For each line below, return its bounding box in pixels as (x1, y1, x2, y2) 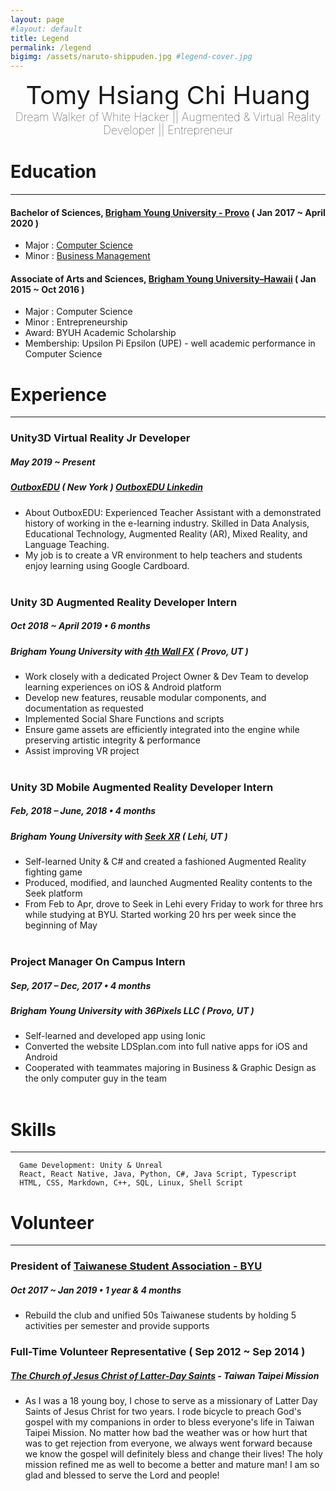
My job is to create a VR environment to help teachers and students (24, 549, 303, 561)
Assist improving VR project (24, 744, 140, 756)
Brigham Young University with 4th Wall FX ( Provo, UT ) (10, 645, 249, 657)
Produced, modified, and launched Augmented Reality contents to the (24, 877, 313, 889)
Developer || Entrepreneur (102, 123, 234, 138)
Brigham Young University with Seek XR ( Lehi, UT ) (10, 830, 228, 842)
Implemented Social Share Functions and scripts (24, 712, 225, 725)
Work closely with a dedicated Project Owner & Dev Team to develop (24, 670, 309, 682)
